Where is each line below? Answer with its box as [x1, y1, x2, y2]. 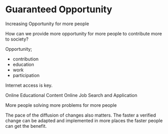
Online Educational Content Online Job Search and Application [5, 92, 137, 98]
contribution [12, 55, 39, 62]
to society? [5, 36, 29, 42]
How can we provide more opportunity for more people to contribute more [5, 30, 162, 36]
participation [12, 72, 40, 78]
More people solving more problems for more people [5, 102, 117, 108]
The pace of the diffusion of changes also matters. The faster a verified [5, 112, 156, 118]
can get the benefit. [5, 123, 47, 129]
